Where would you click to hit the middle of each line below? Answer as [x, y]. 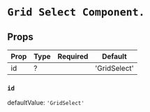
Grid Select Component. [76, 12]
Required [73, 56]
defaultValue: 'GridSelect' [46, 103]
